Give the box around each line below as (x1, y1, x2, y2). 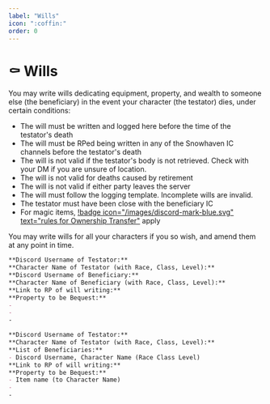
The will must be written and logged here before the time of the (19, 121, 232, 131)
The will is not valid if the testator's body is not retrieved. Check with (19, 155, 249, 166)
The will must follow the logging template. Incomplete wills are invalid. (19, 190, 253, 200)
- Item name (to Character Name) (8, 376, 121, 385)
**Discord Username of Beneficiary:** (8, 271, 139, 279)
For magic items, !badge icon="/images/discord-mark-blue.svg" (19, 207, 234, 217)
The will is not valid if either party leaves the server (19, 181, 192, 191)
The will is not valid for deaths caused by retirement (19, 173, 194, 183)
